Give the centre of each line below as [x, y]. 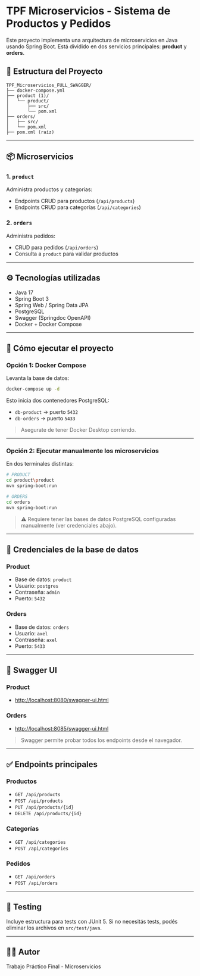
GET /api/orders [35, 877]
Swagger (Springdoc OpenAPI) [53, 317]
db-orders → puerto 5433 [45, 419]
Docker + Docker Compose [48, 324]
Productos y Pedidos [59, 24]
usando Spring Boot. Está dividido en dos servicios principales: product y [96, 46]
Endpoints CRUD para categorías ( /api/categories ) [78, 207]
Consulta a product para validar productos [67, 254]
